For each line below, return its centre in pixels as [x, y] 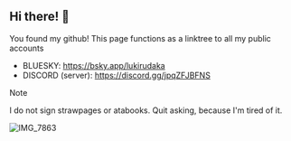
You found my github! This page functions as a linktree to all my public [140, 38]
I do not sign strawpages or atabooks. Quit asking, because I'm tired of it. [146, 110]
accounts [27, 48]
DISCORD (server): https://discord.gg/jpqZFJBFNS [116, 75]
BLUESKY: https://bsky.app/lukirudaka [94, 65]
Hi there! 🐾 [40, 17]
